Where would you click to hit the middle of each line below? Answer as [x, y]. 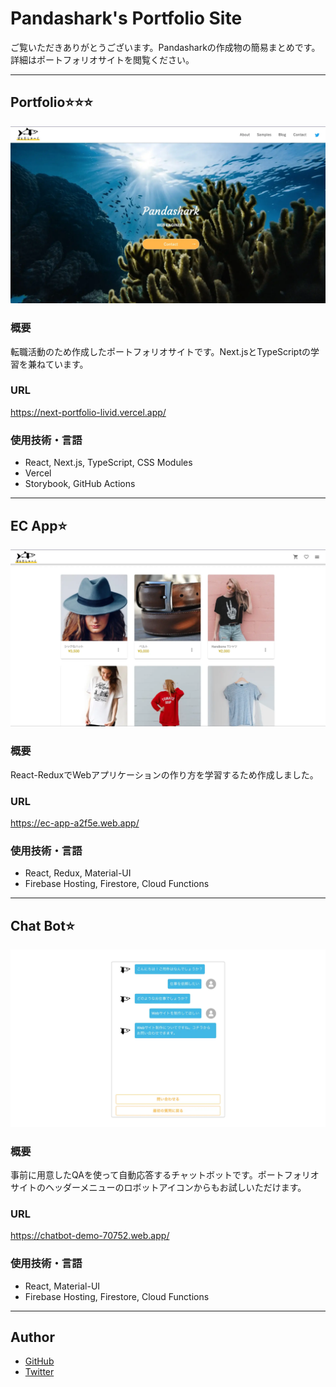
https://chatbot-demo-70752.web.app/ [90, 1236]
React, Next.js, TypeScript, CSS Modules [108, 463]
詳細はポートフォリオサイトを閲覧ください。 [102, 59]
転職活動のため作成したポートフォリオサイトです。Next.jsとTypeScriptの [160, 351]
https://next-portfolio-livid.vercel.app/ [88, 412]
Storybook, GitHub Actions [80, 484]
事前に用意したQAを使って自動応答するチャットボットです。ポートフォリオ [165, 1174]
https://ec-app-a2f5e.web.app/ [75, 823]
